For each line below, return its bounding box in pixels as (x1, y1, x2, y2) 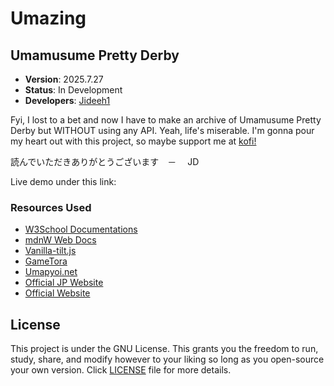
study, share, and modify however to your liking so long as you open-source (10, 353, 325, 366)
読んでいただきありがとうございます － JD (10, 156, 200, 167)
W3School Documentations (24, 223, 138, 236)
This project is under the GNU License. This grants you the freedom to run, (10, 343, 319, 355)
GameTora (24, 255, 68, 267)
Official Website (24, 287, 91, 299)
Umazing (10, 7, 87, 30)
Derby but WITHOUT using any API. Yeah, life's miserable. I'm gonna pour (10, 125, 315, 136)
